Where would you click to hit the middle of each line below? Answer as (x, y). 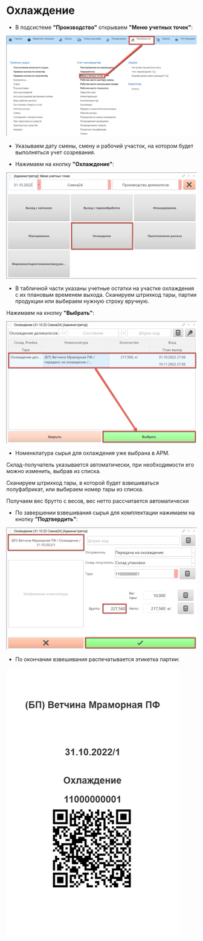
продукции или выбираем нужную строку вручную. (82, 301)
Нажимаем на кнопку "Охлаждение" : (64, 164)
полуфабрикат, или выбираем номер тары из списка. (75, 490)
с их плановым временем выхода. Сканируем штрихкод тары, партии (106, 295)
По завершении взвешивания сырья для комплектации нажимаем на (105, 513)
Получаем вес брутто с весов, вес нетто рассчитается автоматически (98, 501)
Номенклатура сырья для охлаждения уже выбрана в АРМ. (92, 453)
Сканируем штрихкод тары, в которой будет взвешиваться (82, 483)
